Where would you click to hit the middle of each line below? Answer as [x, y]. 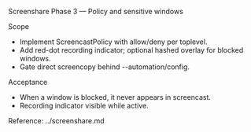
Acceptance [28, 82]
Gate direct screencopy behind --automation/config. [105, 67]
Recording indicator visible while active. [84, 106]
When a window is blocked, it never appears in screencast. [115, 97]
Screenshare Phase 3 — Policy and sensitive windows [96, 11]
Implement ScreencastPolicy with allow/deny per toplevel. [113, 42]
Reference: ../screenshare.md [56, 121]
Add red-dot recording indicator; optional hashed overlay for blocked [131, 50]
